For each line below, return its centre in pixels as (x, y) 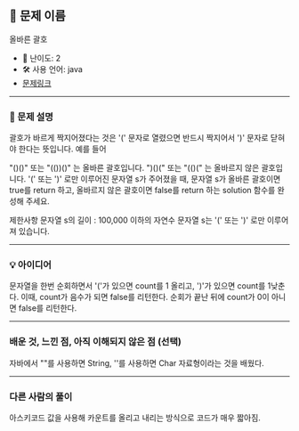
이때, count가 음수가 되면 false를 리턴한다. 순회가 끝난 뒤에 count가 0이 (145, 297)
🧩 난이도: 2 (41, 58)
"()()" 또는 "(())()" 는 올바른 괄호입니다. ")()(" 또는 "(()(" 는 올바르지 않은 (134, 168)
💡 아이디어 (30, 265)
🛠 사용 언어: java (52, 69)
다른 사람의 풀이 (41, 396)
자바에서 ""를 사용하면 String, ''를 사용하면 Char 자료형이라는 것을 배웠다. (137, 362)
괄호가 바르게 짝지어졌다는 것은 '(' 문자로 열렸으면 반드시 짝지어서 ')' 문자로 (139, 138)
